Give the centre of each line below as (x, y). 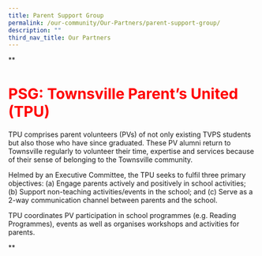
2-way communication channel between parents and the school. (113, 200)
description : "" (35, 30)
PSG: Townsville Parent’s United (123, 94)
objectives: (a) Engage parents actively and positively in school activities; (127, 183)
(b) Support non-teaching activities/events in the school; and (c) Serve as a (131, 192)
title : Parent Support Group (56, 15)
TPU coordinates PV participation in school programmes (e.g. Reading (122, 216)
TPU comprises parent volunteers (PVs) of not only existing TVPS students (129, 134)
